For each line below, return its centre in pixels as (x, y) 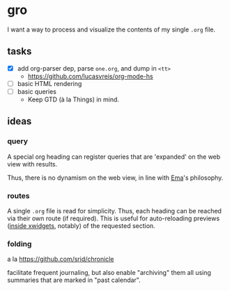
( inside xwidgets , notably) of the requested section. (81, 225)
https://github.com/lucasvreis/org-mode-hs (90, 76)
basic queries (37, 91)
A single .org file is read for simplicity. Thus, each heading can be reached (114, 211)
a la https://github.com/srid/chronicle (61, 259)
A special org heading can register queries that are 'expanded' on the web (114, 157)
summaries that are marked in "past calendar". (74, 280)
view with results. (32, 164)
